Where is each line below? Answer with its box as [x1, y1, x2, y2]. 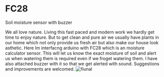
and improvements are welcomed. [5, 66, 75, 72]
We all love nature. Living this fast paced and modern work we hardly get [5, 29, 155, 35]
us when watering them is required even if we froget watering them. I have [5, 55, 158, 61]
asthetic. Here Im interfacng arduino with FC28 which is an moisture [5, 45, 145, 51]
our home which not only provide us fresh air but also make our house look [5, 39, 159, 45]
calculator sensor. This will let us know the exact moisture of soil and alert [5, 50, 157, 56]
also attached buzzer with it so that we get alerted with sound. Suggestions [5, 61, 160, 67]
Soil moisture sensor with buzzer [5, 19, 73, 25]
